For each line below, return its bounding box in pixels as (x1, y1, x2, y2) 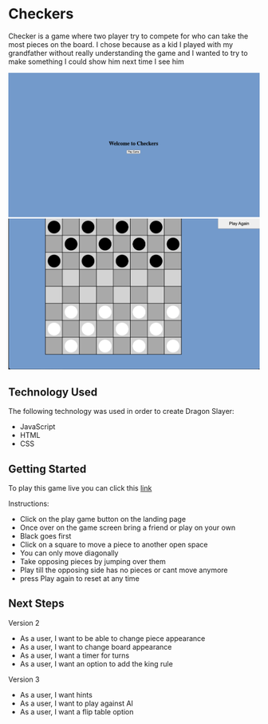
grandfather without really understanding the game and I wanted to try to (8, 48, 249, 58)
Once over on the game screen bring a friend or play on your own (19, 523, 236, 532)
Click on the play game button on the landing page (19, 514, 186, 523)
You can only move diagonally (19, 548, 119, 558)
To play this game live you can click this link (8, 483, 152, 492)
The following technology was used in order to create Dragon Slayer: (8, 407, 235, 416)
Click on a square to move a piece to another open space (19, 539, 208, 549)
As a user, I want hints (19, 690, 93, 699)
